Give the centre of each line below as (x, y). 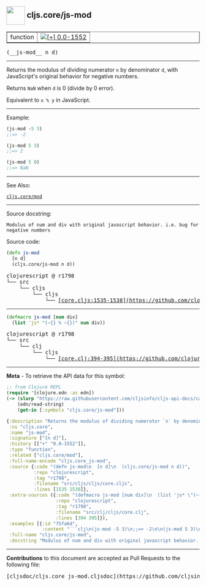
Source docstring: (29, 214)
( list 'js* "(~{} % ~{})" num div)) (59, 323)
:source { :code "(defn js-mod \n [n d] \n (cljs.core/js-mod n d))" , (100, 467)
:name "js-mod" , (30, 432)
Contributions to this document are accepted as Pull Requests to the (93, 558)
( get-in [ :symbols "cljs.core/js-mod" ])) (71, 410)
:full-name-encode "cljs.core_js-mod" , (60, 461)
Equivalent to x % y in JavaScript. (48, 100)
